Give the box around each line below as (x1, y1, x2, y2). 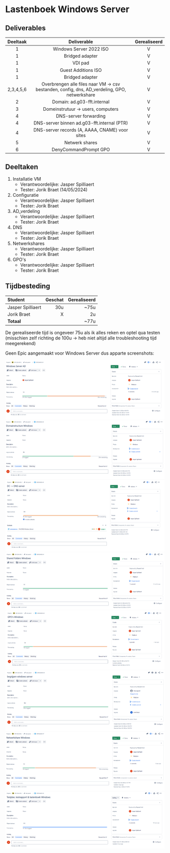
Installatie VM (12, 176, 41, 182)
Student (7, 297, 25, 303)
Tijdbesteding (5, 282, 51, 290)
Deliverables (5, 24, 46, 32)
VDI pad (72, 60, 90, 66)
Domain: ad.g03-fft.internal (52, 99, 110, 105)
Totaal (7, 318, 21, 324)
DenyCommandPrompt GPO (51, 146, 110, 152)
